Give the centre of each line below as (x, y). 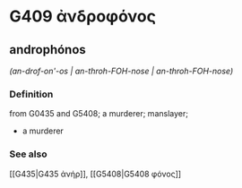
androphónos (48, 50)
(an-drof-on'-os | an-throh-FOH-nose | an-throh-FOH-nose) (121, 71)
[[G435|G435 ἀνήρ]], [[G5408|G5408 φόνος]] (95, 174)
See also (28, 154)
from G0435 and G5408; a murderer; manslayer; (99, 114)
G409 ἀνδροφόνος (83, 17)
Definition (31, 94)
